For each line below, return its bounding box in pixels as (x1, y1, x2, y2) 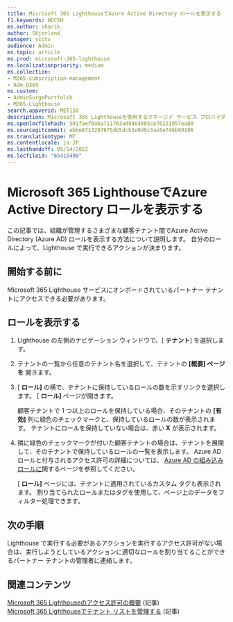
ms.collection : (7, 68, 51, 75)
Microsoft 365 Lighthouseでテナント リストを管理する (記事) (7, 607, 180, 616)
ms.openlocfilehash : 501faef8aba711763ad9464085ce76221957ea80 (7, 120, 194, 127)
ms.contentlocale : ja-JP (7, 140, 79, 147)
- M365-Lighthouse (7, 101, 60, 108)
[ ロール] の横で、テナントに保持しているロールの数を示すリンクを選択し (17, 383, 226, 391)
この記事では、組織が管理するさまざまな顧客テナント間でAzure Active (7, 226, 208, 234)
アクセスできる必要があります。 (19, 294, 110, 302)
